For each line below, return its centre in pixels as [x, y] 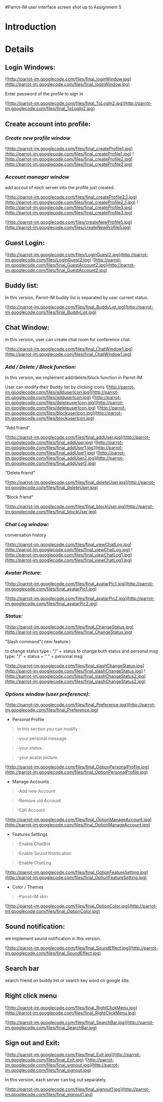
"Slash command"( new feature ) [38, 641]
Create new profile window [38, 138]
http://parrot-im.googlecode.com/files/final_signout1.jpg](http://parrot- [79, 1089]
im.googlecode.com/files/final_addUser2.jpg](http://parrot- [65, 458]
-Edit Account [31, 810]
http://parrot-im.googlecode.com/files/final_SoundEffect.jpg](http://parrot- [83, 948]
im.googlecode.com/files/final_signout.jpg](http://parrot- [62, 1065]
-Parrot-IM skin [32, 897]
